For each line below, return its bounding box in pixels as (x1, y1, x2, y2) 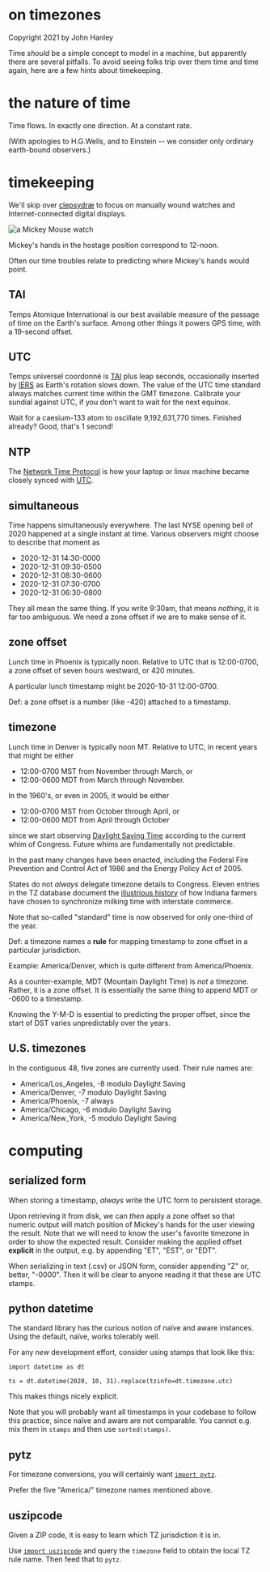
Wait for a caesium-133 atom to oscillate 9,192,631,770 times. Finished (8, 413, 242, 423)
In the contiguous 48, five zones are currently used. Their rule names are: (8, 1063, 254, 1073)
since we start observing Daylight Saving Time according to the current (8, 831, 247, 840)
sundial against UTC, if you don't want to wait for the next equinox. (8, 397, 231, 407)
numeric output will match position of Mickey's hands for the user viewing (8, 1220, 255, 1229)
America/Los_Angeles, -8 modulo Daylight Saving (19, 1079, 186, 1088)
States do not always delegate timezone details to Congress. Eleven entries (8, 879, 260, 889)
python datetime (8, 1301, 95, 1315)
